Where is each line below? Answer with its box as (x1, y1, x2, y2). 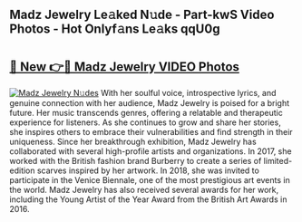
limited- (263, 156, 293, 166)
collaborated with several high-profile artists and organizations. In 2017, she (9, 146, 292, 157)
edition (9, 165, 35, 176)
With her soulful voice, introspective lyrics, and (101, 88, 277, 98)
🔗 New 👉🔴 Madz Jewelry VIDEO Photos (9, 59, 240, 74)
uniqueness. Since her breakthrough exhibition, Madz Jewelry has (9, 136, 257, 147)
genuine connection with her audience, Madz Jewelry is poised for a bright (9, 98, 290, 108)
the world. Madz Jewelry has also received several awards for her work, (9, 185, 279, 195)
